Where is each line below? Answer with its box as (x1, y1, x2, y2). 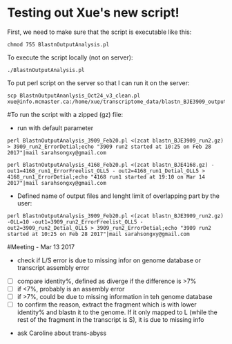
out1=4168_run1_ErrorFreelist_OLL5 (7, 168, 110, 174)
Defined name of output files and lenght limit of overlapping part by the (17, 192, 220, 200)
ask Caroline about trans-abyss (17, 329, 107, 337)
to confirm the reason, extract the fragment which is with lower (17, 300, 197, 309)
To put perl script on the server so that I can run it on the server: (7, 78, 190, 87)
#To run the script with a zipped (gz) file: (7, 110, 123, 118)
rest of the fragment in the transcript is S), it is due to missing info (17, 316, 204, 324)
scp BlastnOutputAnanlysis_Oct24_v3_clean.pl (7, 92, 140, 99)
